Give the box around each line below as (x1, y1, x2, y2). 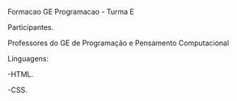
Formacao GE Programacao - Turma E (7, 7, 135, 16)
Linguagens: (7, 54, 49, 63)
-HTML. (7, 69, 34, 79)
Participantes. (7, 23, 54, 32)
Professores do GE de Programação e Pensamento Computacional (7, 38, 230, 48)
